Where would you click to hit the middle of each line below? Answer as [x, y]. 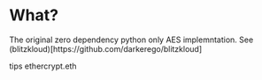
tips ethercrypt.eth [43, 66]
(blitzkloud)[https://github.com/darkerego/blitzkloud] [106, 48]
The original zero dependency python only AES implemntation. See [131, 40]
